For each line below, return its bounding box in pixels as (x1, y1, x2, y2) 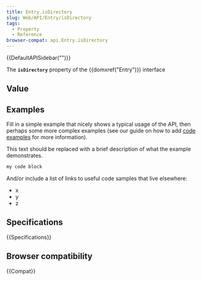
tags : (6, 20, 20, 26)
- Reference (12, 32, 43, 38)
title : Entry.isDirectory (6, 9, 72, 15)
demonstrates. (6, 152, 43, 159)
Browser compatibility (6, 251, 93, 261)
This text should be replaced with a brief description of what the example (6, 145, 191, 153)
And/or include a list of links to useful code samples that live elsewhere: (6, 175, 188, 182)
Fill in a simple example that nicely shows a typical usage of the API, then (6, 120, 191, 128)
